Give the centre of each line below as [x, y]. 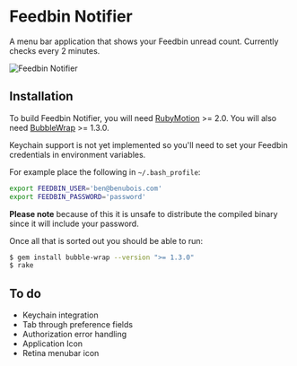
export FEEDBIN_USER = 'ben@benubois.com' [86, 188]
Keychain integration [60, 315]
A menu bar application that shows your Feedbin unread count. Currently [144, 41]
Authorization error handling [74, 335]
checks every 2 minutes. [55, 50]
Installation [41, 96]
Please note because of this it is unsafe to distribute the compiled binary [144, 213]
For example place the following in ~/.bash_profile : [105, 171]
